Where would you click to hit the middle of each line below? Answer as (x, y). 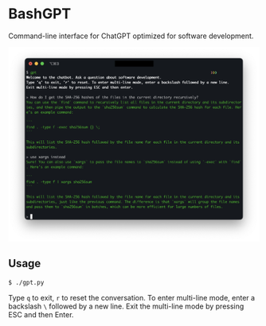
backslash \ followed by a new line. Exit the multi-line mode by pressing (126, 306)
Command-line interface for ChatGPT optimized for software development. (131, 36)
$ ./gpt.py (26, 283)
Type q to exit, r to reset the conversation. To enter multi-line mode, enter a (132, 298)
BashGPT (40, 14)
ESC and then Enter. (41, 315)
